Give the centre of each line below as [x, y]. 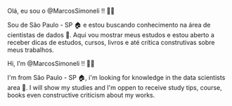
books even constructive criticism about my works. [81, 95]
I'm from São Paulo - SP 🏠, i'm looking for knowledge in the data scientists [116, 78]
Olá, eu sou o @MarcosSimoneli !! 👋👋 [61, 11]
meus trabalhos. [31, 50]
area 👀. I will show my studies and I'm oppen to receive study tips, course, [115, 87]
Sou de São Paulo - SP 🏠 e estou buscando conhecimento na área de [109, 25]
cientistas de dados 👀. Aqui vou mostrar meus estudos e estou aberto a [111, 35]
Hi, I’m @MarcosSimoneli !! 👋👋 [51, 64]
